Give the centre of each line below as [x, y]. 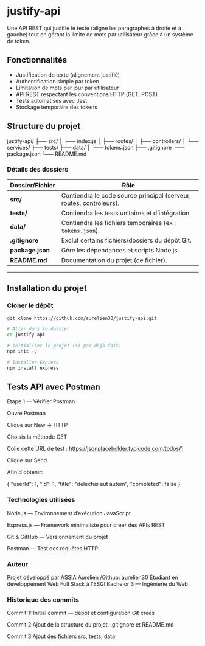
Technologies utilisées [41, 500]
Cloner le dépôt [30, 305]
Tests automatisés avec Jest [51, 100]
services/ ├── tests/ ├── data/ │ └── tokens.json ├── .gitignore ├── [96, 147]
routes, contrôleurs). [90, 203]
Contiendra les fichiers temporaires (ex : [118, 223]
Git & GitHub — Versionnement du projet [57, 537]
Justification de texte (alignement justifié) [68, 75]
